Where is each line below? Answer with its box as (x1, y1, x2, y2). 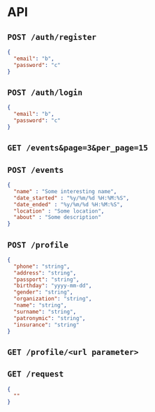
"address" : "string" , (13, 269, 77, 276)
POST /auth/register (7, 32, 97, 42)
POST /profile (7, 240, 68, 250)
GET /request (7, 369, 64, 379)
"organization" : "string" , (13, 296, 92, 303)
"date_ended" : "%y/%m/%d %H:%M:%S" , (13, 201, 124, 208)
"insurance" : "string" (13, 321, 80, 328)
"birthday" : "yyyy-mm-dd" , (13, 282, 92, 289)
